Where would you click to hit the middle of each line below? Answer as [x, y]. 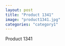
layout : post [19, 10]
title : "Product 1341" [29, 15]
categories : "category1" [32, 24]
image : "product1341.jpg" [33, 19]
